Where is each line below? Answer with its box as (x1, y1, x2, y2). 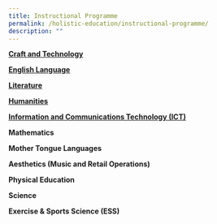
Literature (8, 80, 43, 90)
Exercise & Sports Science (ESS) (8, 206, 120, 216)
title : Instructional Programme (8, 11, 118, 20)
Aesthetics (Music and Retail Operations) (8, 159, 150, 169)
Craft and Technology (8, 50, 84, 59)
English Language (8, 65, 71, 75)
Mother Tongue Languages (8, 144, 102, 153)
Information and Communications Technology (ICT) (8, 112, 187, 122)
